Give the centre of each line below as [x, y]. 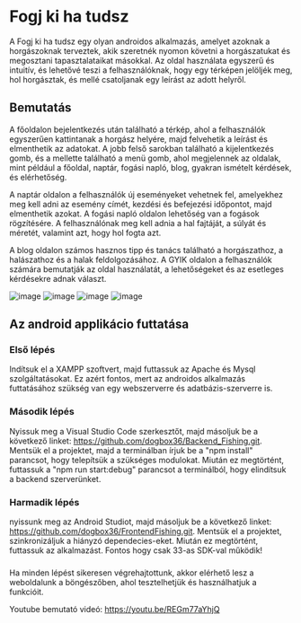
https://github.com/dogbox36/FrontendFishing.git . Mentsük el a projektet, [146, 531]
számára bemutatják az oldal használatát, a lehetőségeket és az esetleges [147, 269]
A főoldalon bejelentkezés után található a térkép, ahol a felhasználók [137, 129]
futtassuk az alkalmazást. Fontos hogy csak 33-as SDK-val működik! [136, 550]
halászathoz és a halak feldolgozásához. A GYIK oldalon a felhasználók [141, 259]
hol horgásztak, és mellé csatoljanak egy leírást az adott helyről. [128, 79]
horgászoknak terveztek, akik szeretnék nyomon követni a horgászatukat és [150, 50]
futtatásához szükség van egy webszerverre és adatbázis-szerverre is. [141, 389]
